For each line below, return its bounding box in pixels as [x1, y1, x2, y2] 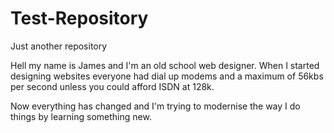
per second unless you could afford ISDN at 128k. [10, 80, 215, 92]
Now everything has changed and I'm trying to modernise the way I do [10, 100, 301, 112]
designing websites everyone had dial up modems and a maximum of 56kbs [10, 70, 324, 82]
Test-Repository [10, 7, 149, 30]
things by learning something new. [10, 110, 152, 122]
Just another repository [10, 40, 108, 52]
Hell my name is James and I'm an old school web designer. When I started [10, 59, 320, 71]
